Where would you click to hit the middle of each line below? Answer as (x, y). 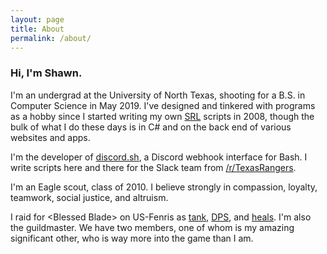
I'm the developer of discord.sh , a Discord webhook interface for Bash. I (159, 157)
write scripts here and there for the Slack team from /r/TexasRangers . (153, 167)
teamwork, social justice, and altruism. (89, 197)
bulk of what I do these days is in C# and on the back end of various (151, 127)
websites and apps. (50, 137)
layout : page (37, 19)
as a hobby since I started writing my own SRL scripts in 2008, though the (162, 116)
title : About (37, 29)
